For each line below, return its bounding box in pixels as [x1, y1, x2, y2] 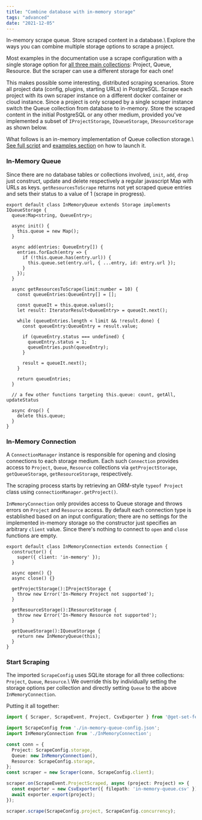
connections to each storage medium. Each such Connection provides [6, 457, 179, 464]
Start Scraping [6, 658, 50, 666]
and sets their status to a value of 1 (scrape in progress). [6, 190, 146, 197]
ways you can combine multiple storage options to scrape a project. [6, 43, 174, 50]
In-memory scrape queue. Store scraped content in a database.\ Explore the [6, 37, 195, 44]
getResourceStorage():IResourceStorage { [11, 607, 117, 613]
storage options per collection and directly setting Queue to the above [6, 684, 177, 692]
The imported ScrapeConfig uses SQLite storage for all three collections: [6, 672, 185, 679]
